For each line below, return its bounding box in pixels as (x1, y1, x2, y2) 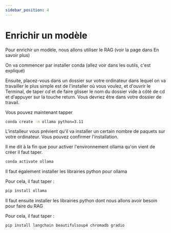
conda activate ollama (5, 159, 54, 164)
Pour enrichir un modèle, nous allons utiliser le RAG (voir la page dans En (5, 47, 159, 53)
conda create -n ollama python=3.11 (5, 119, 83, 124)
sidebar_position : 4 (5, 7, 50, 13)
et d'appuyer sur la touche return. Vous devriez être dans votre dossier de (5, 93, 162, 100)
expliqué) (5, 67, 25, 73)
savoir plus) (5, 52, 30, 58)
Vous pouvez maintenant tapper (5, 109, 73, 115)
